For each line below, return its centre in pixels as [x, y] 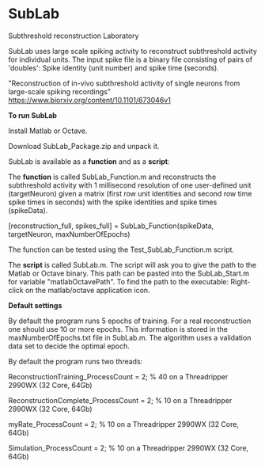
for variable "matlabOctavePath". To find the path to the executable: [119, 281]
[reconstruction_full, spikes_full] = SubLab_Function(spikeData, [111, 226]
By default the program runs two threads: [76, 361]
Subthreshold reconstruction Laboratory [74, 36]
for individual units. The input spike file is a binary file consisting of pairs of [131, 59]
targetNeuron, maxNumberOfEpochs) [69, 234]
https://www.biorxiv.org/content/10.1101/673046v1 [90, 100]
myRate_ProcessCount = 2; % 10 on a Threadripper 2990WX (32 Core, [124, 424]
